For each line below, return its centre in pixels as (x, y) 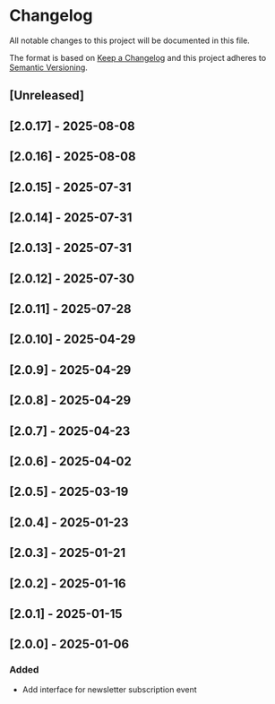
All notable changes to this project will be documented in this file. (130, 40)
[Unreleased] (47, 96)
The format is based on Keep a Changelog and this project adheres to (138, 57)
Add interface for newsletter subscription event (109, 689)
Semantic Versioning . (48, 67)
